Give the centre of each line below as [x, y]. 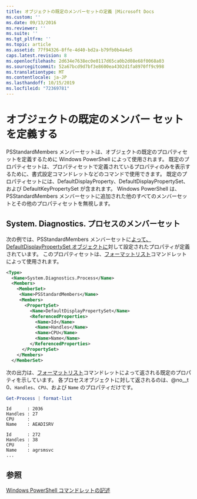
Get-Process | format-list [39, 398]
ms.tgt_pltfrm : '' [29, 39]
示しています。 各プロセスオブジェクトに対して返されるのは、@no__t [105, 380]
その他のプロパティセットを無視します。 [65, 203]
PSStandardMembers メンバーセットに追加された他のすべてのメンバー [92, 196]
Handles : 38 [22, 440]
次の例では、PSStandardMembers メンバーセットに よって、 [79, 239]
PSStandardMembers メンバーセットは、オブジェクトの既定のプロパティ [94, 152]
